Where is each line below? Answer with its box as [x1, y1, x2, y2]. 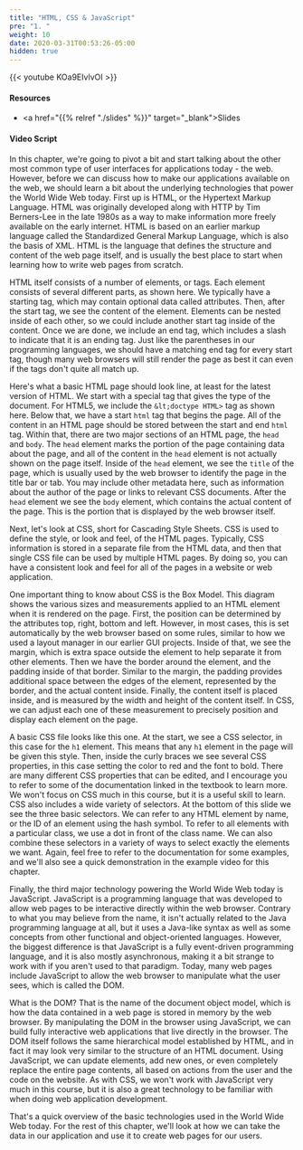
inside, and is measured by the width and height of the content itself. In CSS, [9, 694, 295, 706]
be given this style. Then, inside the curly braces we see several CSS [9, 750, 267, 761]
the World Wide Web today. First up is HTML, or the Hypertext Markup [9, 192, 271, 203]
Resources [9, 92, 52, 103]
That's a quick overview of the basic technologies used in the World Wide [9, 1110, 285, 1122]
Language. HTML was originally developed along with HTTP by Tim [9, 201, 260, 213]
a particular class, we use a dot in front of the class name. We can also [9, 827, 273, 838]
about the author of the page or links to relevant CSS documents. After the [9, 486, 287, 498]
